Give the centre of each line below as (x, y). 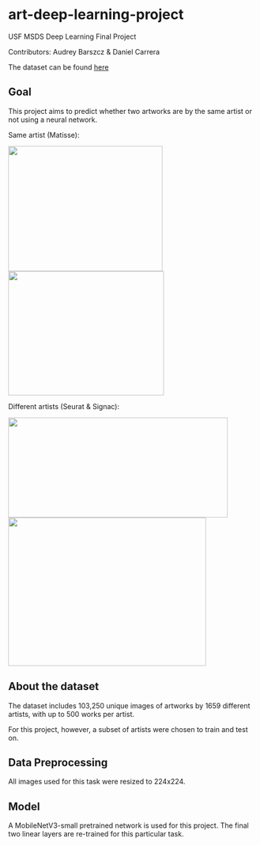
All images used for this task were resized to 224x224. (97, 782)
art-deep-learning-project (96, 15)
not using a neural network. (53, 120)
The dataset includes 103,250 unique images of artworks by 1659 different (129, 705)
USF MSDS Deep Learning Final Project (72, 36)
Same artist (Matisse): (44, 135)
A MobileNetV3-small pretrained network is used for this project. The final (128, 825)
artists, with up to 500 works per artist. (71, 714)
